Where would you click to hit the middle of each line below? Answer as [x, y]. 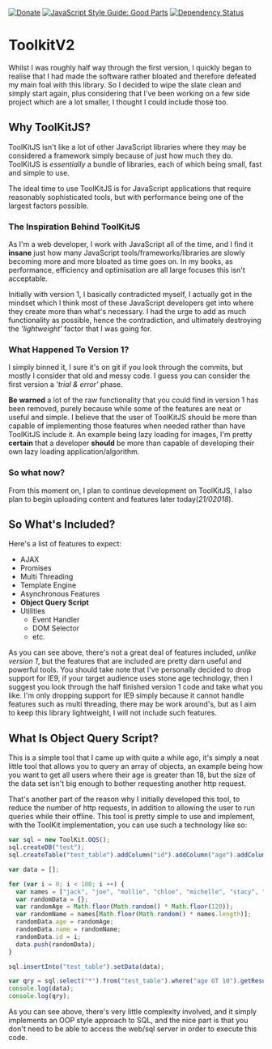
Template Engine [48, 585]
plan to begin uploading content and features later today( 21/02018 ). [121, 499]
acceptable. [28, 278]
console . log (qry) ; [39, 996]
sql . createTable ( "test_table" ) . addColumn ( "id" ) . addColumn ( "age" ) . [123, 855]
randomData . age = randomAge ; [65, 922]
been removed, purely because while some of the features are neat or [125, 409]
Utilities [33, 611]
